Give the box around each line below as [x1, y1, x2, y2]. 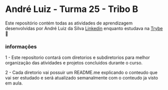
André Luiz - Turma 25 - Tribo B [5, 3, 138, 15]
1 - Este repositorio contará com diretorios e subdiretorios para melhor [5, 54, 150, 60]
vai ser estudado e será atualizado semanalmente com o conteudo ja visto [5, 75, 158, 81]
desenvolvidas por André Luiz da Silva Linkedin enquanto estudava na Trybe [5, 25, 163, 31]
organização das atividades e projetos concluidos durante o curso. [5, 60, 143, 66]
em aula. [5, 80, 23, 86]
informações [5, 43, 37, 50]
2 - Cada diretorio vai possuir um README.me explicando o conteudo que [5, 69, 157, 75]
